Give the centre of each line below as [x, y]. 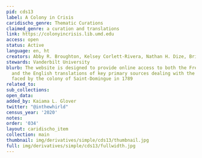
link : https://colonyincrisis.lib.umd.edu [60, 34]
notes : [14, 118]
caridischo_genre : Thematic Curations [55, 23]
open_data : [20, 96]
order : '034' [23, 124]
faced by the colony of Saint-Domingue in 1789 [72, 79]
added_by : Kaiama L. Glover [41, 101]
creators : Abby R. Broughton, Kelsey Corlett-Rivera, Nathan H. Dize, [96, 56]
